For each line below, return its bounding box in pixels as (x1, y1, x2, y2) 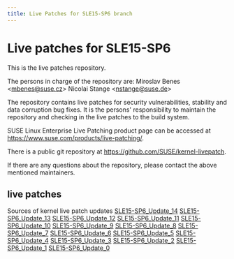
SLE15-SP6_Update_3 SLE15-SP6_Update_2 (50, 237, 175, 245)
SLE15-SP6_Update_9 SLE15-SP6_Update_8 (52, 221, 177, 230)
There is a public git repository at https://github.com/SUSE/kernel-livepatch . (7, 147, 227, 156)
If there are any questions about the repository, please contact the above (7, 161, 217, 169)
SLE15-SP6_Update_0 (48, 244, 110, 252)
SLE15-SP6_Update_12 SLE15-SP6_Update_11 (52, 214, 180, 223)
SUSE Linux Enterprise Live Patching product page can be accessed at (7, 126, 211, 135)
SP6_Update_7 (7, 229, 49, 237)
